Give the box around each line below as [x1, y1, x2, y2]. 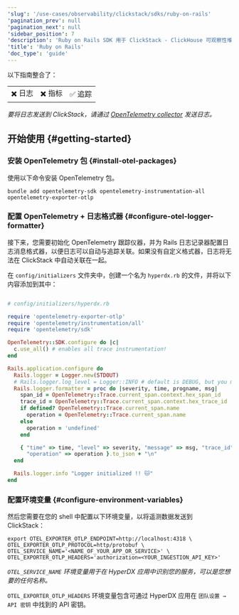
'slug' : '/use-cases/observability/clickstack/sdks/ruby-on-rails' [7, 10, 212, 18]
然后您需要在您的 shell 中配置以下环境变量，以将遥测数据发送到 [7, 513, 193, 521]
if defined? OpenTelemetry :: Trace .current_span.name [20, 405, 180, 412]
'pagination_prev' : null [7, 17, 81, 24]
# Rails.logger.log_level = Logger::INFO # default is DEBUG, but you [14, 378, 228, 385]
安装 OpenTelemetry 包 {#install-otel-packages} [7, 156, 177, 166]
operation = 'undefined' [26, 424, 100, 432]
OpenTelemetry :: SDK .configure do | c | [7, 339, 119, 346]
